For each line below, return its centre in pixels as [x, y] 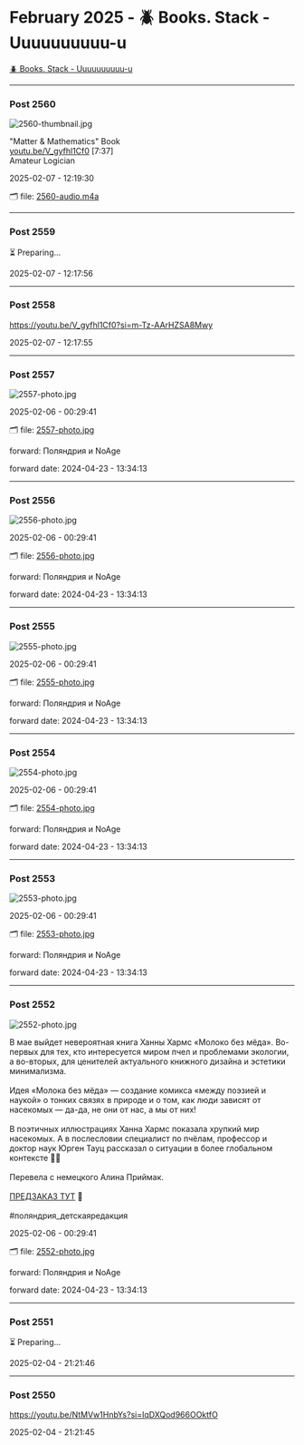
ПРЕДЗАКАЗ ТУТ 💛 [46, 1196]
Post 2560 [33, 103]
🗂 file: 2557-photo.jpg [52, 430]
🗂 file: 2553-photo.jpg [52, 934]
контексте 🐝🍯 [35, 1157]
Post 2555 [33, 627]
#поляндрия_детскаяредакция [69, 1216]
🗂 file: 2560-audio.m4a [54, 197]
